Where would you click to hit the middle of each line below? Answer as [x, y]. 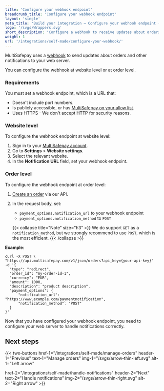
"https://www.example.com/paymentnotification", [55, 299]
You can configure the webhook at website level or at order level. [70, 70]
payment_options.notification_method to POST [65, 218]
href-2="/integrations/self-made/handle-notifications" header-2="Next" [77, 373]
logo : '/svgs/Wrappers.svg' [34, 28]
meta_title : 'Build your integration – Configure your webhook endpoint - [83, 23]
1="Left [12, 364]
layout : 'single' [23, 19]
